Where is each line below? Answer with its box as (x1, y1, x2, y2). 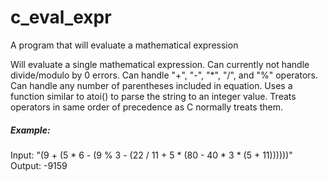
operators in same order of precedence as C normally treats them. (10, 101, 283, 113)
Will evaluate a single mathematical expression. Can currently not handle (10, 58, 310, 70)
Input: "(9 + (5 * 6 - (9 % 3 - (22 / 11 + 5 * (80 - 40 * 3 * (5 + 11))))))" (10, 149, 293, 161)
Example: (10, 124, 51, 136)
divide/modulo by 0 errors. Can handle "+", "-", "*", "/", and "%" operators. (10, 69, 318, 81)
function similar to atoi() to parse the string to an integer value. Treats (10, 90, 297, 102)
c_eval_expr (10, 6, 112, 29)
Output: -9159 (10, 159, 68, 171)
